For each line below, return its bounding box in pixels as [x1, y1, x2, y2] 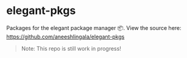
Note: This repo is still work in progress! [21, 45, 122, 52]
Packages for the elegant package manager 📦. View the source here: [6, 24, 182, 31]
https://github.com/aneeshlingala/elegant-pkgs [6, 33, 125, 40]
